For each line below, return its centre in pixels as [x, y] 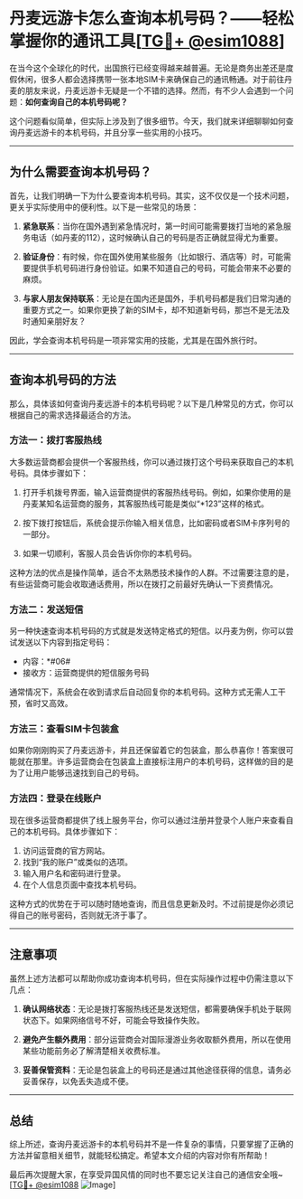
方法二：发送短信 [46, 609]
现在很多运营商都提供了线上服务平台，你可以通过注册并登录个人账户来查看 [147, 820]
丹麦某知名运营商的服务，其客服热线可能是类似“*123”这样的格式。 [146, 504]
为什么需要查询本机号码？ [80, 172]
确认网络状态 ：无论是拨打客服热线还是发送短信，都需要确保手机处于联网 [156, 1008]
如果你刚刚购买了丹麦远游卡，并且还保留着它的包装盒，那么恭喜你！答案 [143, 751]
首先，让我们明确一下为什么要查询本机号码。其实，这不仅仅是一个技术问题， [151, 195]
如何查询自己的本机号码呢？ [77, 101]
